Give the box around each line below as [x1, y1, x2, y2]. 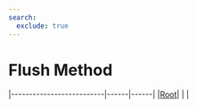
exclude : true [16, 21, 69, 30]
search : [8, 12, 37, 22]
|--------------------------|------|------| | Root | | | [8, 89, 189, 100]
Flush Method [8, 60, 113, 80]
